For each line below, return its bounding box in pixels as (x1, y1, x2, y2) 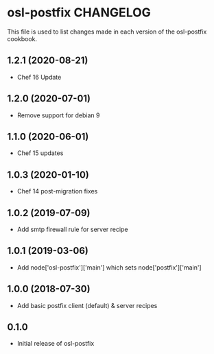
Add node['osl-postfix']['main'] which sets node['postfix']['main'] (16, 263, 202, 272)
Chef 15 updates (16, 149, 64, 157)
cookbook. (7, 34, 38, 43)
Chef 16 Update (16, 73, 62, 81)
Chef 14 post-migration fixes (16, 187, 98, 196)
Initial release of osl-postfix (16, 340, 95, 348)
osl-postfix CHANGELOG (7, 5, 151, 21)
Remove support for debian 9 (16, 111, 100, 119)
